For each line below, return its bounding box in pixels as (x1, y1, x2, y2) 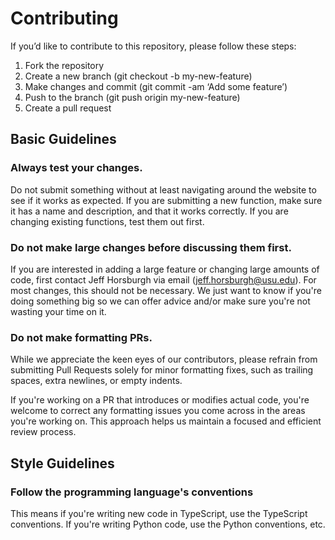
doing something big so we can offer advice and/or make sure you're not (10, 295, 311, 307)
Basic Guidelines (10, 131, 117, 148)
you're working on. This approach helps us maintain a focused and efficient (10, 415, 322, 427)
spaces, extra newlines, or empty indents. (10, 375, 183, 387)
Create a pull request (24, 102, 112, 114)
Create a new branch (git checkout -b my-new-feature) (24, 70, 253, 82)
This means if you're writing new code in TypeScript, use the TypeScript (10, 507, 308, 519)
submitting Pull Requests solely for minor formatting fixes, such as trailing (10, 364, 314, 376)
